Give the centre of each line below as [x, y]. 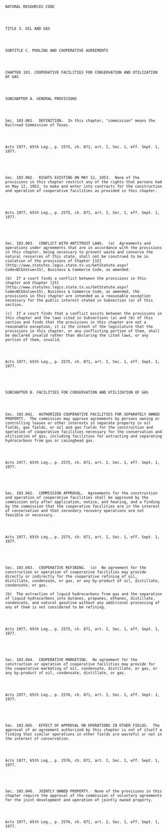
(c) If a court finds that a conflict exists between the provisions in [84, 314]
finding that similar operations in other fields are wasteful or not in [84, 734]
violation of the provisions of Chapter [48, 261]
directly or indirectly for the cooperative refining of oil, [71, 577]
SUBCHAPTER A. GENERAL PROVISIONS [41, 99]
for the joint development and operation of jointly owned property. [79, 800]
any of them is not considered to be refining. [56, 607]
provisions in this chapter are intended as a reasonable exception [78, 296]
